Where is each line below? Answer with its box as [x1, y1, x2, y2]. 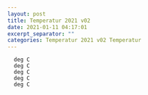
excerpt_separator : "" [7, 30, 75, 38]
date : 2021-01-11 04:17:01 [7, 23, 88, 30]
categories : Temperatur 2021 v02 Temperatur [7, 37, 142, 44]
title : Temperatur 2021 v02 [7, 17, 91, 24]
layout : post [7, 10, 46, 18]
